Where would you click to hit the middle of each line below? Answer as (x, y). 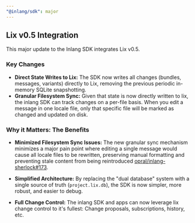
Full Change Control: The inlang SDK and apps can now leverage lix (97, 203)
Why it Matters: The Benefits (48, 129)
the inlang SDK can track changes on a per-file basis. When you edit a (99, 102)
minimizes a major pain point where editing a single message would (96, 149)
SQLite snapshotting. (61, 90)
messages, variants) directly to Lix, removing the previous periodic (95, 83)
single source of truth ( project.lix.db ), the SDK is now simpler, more (98, 185)
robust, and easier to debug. (48, 191)
